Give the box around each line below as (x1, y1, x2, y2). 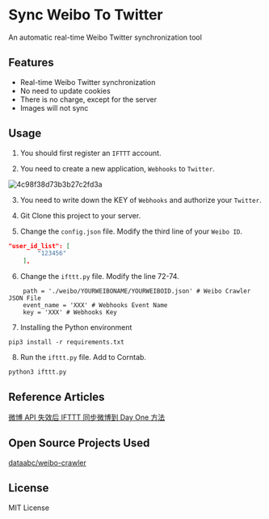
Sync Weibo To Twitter (8, 6, 163, 24)
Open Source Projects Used (8, 437, 150, 450)
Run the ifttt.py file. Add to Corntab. (19, 352, 147, 362)
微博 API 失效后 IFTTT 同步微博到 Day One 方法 (8, 412, 166, 422)
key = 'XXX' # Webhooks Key (23, 309, 117, 317)
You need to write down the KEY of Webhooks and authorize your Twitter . (19, 195, 262, 205)
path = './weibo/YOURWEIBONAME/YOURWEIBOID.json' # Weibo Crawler (23, 287, 251, 296)
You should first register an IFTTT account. (19, 148, 162, 158)
